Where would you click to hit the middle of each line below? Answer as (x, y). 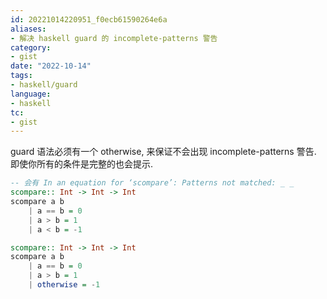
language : (31, 94)
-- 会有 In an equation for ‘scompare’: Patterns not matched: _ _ (152, 183)
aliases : (28, 29)
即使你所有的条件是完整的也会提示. (82, 164)
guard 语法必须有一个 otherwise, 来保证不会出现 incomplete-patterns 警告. (163, 152)
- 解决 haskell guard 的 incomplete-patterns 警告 (114, 38)
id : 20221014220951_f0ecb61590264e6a (89, 19)
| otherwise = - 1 (64, 285)
